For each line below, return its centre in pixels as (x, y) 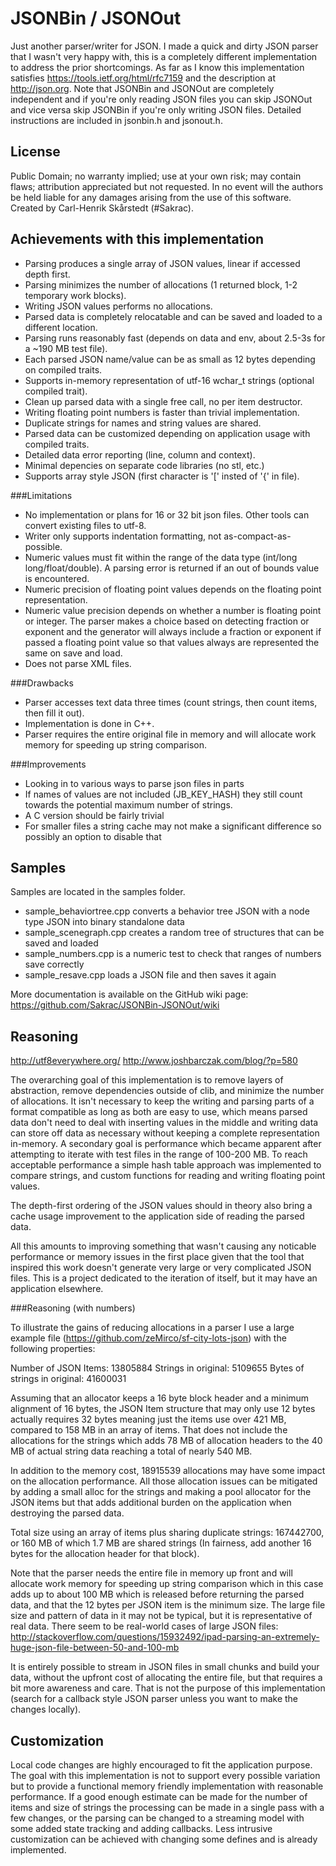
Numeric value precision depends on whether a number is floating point (173, 610)
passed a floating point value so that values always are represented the (172, 642)
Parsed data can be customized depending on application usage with (167, 433)
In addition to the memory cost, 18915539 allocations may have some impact (168, 1471)
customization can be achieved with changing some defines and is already (164, 1839)
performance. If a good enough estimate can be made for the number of (159, 1796)
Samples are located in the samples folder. (98, 892)
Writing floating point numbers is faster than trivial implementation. (162, 412)
